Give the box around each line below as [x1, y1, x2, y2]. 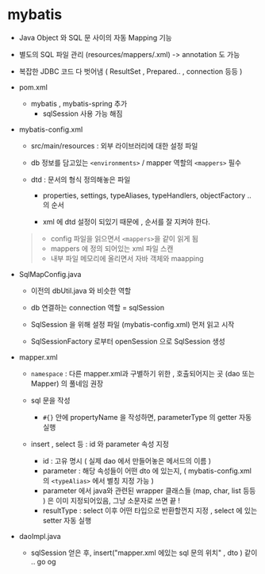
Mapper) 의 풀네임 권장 [30, 379, 104, 388]
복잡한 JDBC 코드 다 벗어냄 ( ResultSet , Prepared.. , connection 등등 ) [18, 66, 243, 76]
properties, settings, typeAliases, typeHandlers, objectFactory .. [42, 191, 252, 200]
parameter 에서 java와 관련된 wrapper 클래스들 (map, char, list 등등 [42, 486, 256, 495]
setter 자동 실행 [42, 515, 92, 525]
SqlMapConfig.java [18, 269, 82, 279]
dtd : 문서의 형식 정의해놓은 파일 [30, 175, 131, 184]
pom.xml [18, 82, 48, 92]
